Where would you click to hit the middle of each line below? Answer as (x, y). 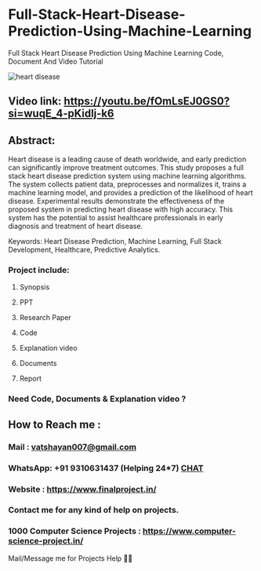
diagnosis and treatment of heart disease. (76, 227)
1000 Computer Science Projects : (74, 531)
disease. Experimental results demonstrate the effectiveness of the (116, 201)
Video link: (35, 101)
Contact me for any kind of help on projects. (94, 510)
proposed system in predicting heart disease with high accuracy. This (121, 209)
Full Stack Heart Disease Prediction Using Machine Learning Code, (116, 53)
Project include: (39, 271)
